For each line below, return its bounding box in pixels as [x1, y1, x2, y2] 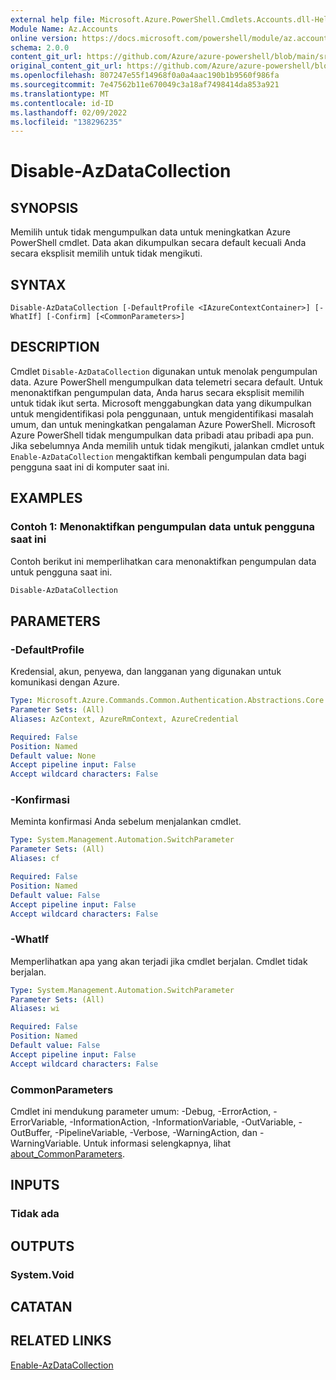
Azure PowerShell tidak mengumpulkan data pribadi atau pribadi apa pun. [10, 429, 315, 441]
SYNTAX [10, 276, 67, 293]
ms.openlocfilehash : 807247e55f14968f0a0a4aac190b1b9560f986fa [10, 71, 280, 81]
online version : [10, 33, 78, 43]
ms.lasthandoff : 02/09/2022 [10, 107, 128, 118]
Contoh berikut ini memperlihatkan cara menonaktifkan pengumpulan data [10, 555, 317, 567]
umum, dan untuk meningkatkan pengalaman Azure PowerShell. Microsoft [10, 418, 316, 430]
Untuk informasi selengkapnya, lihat [83, 1137, 232, 1150]
